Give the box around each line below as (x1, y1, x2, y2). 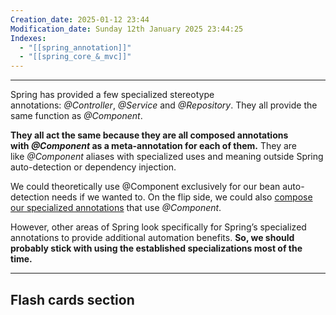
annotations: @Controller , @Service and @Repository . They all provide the (10, 99, 318, 111)
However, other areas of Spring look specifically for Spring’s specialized (10, 221, 307, 233)
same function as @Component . (10, 110, 143, 122)
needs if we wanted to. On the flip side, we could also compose (51, 191, 313, 203)
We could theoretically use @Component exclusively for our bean (10, 181, 281, 193)
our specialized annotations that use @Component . (10, 202, 222, 214)
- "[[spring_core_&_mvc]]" (19, 52, 132, 62)
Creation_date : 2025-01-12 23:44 (10, 14, 150, 25)
